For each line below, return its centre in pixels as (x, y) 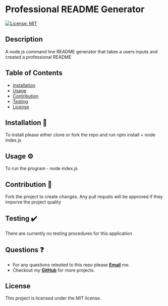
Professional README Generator (75, 9)
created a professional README (38, 57)
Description (24, 39)
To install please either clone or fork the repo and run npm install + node (80, 135)
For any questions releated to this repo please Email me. (71, 264)
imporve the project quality (33, 202)
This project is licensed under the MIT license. (53, 298)
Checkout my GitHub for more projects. (53, 270)
